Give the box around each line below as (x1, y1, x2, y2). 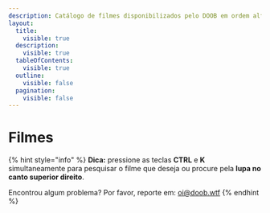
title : (15, 27, 38, 35)
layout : (8, 19, 35, 27)
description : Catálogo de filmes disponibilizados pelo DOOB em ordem (8, 11, 250, 20)
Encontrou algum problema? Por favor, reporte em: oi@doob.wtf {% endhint (8, 188, 260, 198)
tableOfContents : (15, 57, 74, 65)
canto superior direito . (8, 172, 84, 182)
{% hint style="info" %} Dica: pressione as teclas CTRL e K (8, 155, 206, 165)
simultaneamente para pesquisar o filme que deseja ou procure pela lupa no (8, 164, 261, 174)
